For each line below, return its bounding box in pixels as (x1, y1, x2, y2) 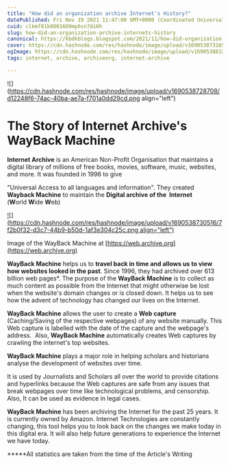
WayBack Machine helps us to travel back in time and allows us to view (7, 259, 213, 267)
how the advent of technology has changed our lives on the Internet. (7, 296, 201, 304)
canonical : (7, 36, 38, 43)
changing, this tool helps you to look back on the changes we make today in (7, 422, 221, 430)
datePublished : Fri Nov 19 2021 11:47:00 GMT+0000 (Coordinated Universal (7, 16, 225, 23)
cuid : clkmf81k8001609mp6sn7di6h (7, 23, 103, 29)
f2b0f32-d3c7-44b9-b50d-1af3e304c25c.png (7, 226, 139, 234)
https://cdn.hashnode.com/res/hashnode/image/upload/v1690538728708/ (9, 86, 220, 95)
